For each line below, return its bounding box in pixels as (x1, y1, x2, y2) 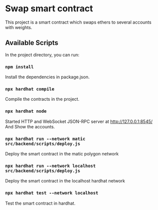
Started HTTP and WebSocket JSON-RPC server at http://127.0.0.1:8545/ (5, 119, 153, 124)
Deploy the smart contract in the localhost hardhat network (5, 178, 125, 184)
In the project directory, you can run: (5, 52, 79, 58)
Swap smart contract (5, 3, 93, 14)
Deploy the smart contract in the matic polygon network (5, 150, 119, 156)
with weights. (5, 24, 33, 30)
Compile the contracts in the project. (5, 96, 80, 102)
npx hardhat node (5, 109, 47, 114)
